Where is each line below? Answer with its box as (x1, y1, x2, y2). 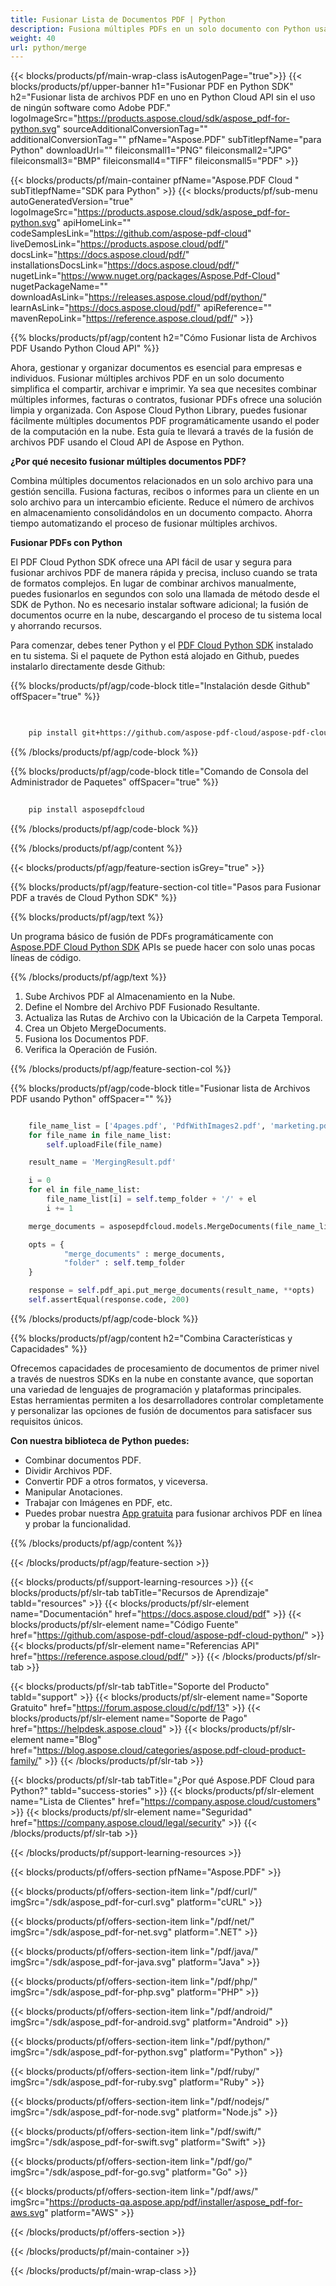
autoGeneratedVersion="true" (10, 196, 134, 208)
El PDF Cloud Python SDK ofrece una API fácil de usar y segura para (10, 556, 293, 568)
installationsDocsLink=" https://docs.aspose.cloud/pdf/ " (10, 259, 240, 271)
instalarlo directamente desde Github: (10, 661, 166, 673)
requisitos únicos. (10, 1415, 84, 1427)
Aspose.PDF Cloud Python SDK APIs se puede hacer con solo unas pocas (10, 941, 316, 953)
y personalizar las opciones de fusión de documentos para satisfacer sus (10, 1404, 313, 1416)
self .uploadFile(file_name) (46, 1139, 163, 1150)
